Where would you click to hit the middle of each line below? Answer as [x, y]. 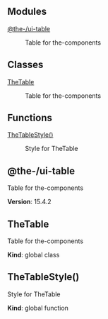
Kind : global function [38, 308]
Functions [30, 118]
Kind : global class [34, 255]
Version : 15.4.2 [29, 202]
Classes [25, 65]
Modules [27, 12]
